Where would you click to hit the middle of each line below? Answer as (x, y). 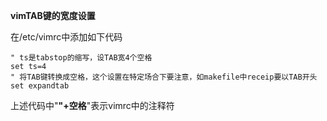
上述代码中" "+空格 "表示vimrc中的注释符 (92, 105)
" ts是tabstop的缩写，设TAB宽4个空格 (81, 58)
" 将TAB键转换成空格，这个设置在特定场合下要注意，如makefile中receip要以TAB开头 (164, 77)
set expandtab (40, 86)
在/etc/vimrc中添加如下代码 (66, 37)
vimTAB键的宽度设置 (53, 15)
